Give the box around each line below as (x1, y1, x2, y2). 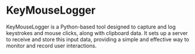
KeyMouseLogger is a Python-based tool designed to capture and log (6, 23, 176, 30)
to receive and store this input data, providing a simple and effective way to (6, 36, 190, 43)
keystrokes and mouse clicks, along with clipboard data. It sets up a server (6, 29, 188, 36)
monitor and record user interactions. (6, 42, 97, 49)
